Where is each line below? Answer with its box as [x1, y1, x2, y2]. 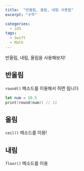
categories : [5, 21, 30, 26]
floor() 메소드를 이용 [5, 160, 48, 166]
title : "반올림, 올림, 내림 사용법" [5, 7, 74, 13]
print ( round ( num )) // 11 [5, 100, 57, 105]
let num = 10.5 [5, 95, 37, 100]
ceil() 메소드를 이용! [5, 130, 47, 136]
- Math [10, 40, 24, 46]
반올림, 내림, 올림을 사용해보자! [5, 54, 66, 61]
